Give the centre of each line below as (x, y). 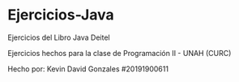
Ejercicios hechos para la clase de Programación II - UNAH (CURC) (119, 53)
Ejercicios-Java (61, 15)
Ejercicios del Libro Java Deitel (59, 37)
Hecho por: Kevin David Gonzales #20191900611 (88, 69)
